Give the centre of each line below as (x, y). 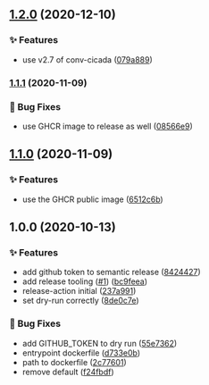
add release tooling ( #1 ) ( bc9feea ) (85, 281)
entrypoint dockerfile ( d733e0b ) (81, 353)
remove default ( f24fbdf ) (68, 372)
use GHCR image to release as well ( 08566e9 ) (108, 126)
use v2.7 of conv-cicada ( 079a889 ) (88, 59)
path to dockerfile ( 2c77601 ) (74, 362)
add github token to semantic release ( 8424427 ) (111, 272)
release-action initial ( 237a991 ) (79, 291)
